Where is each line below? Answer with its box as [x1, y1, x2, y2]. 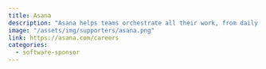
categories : [8, 41, 48, 49]
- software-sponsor [15, 48, 80, 56]
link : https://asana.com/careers [8, 33, 119, 42]
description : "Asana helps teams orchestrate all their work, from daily [8, 19, 259, 27]
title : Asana [8, 11, 52, 20]
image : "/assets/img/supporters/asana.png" [8, 26, 155, 34]
